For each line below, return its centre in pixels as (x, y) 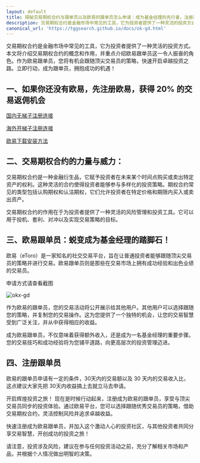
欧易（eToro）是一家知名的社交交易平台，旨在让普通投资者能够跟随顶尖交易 (99, 255)
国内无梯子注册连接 (30, 116)
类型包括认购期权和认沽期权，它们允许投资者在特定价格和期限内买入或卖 (105, 192)
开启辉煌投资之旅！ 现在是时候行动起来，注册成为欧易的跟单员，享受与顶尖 (98, 398)
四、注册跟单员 (34, 363)
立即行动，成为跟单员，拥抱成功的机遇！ (66, 69)
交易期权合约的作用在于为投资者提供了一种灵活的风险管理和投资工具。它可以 (100, 212)
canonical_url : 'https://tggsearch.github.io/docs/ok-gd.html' (86, 28)
